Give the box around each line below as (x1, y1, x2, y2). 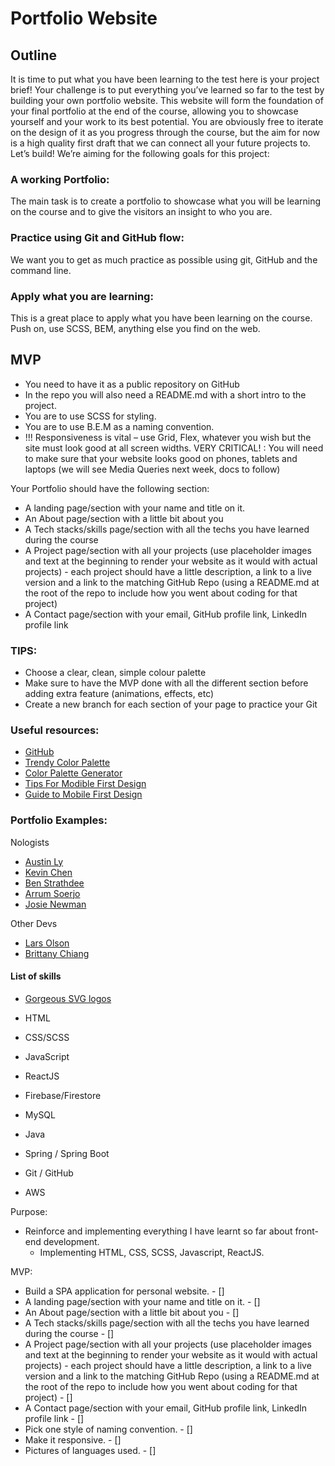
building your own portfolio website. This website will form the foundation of (10, 95, 324, 106)
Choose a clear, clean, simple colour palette (24, 667, 207, 678)
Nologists (10, 836, 50, 848)
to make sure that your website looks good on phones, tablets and (24, 452, 298, 464)
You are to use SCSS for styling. (24, 410, 157, 422)
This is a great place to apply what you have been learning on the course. (10, 312, 313, 324)
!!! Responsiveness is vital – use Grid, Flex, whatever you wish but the (24, 431, 312, 443)
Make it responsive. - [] (24, 1433, 122, 1446)
